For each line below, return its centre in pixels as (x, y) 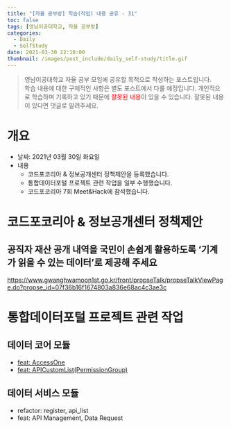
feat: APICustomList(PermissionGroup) (72, 369)
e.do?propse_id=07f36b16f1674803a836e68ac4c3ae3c (87, 287)
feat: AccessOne (41, 362)
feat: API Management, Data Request (70, 418)
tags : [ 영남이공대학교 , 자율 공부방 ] (53, 26)
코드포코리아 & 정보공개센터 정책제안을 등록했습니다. (98, 174)
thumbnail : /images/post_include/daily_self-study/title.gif (97, 59)
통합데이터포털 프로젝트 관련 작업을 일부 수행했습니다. (100, 183)
